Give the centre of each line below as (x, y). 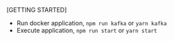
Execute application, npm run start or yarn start (87, 30)
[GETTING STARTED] (37, 10)
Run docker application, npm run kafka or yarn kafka (92, 23)
